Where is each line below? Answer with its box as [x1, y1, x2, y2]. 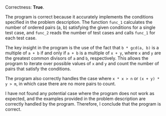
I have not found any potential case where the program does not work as [5, 91, 155, 96]
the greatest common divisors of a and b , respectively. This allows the [5, 55, 149, 61]
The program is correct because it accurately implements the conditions [5, 14, 154, 19]
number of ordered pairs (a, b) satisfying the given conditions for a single [5, 24, 156, 30]
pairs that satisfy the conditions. [5, 66, 71, 72]
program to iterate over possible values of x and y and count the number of [5, 61, 160, 66]
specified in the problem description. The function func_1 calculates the [5, 19, 153, 25]
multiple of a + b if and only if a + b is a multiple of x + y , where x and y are [5, 50, 161, 56]
